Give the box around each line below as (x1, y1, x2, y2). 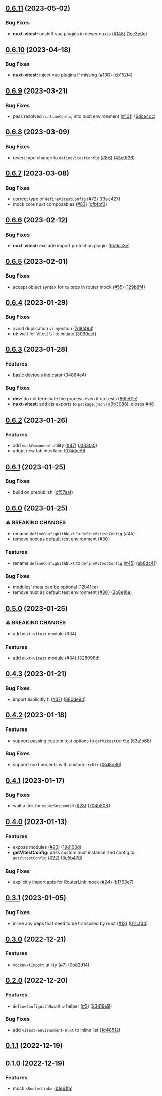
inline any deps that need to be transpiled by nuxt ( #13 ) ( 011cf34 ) (12, 920, 148, 927)
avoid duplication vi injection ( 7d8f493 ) (12, 325, 94, 331)
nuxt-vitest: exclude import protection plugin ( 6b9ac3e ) (12, 243, 130, 249)
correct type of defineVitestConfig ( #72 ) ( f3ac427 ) (12, 196, 121, 202)
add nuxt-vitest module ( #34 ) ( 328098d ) (12, 655, 100, 661)
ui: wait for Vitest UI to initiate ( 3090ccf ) (12, 331, 97, 337)
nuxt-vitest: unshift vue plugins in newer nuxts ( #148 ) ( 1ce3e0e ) (12, 30, 147, 37)
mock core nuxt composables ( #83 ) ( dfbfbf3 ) (12, 201, 107, 207)
